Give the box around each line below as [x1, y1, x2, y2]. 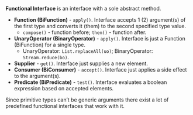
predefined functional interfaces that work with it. [5, 103, 125, 109]
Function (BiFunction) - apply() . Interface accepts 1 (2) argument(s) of [13, 16, 186, 23]
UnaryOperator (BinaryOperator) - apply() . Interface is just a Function [13, 35, 185, 42]
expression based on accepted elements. [13, 85, 114, 92]
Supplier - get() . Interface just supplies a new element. [13, 60, 149, 67]
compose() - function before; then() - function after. [22, 29, 147, 36]
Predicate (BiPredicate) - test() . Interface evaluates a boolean [13, 79, 167, 86]
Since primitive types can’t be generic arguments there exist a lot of [5, 96, 169, 103]
